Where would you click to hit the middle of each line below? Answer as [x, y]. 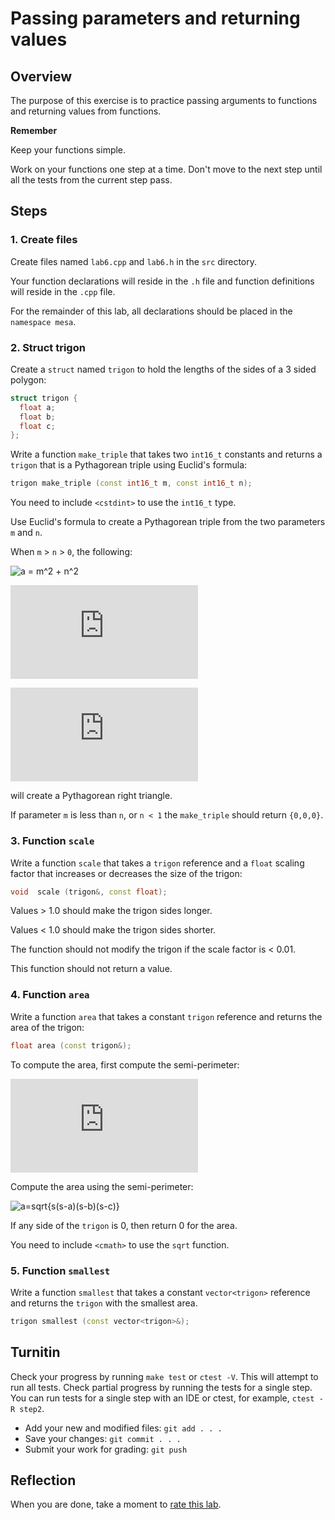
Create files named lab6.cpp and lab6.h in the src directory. [134, 261]
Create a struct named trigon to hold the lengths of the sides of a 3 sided [163, 369]
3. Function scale [52, 841]
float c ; [37, 426]
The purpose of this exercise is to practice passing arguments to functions [164, 100]
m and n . [26, 533]
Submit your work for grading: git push [106, 1449]
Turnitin [35, 1352]
